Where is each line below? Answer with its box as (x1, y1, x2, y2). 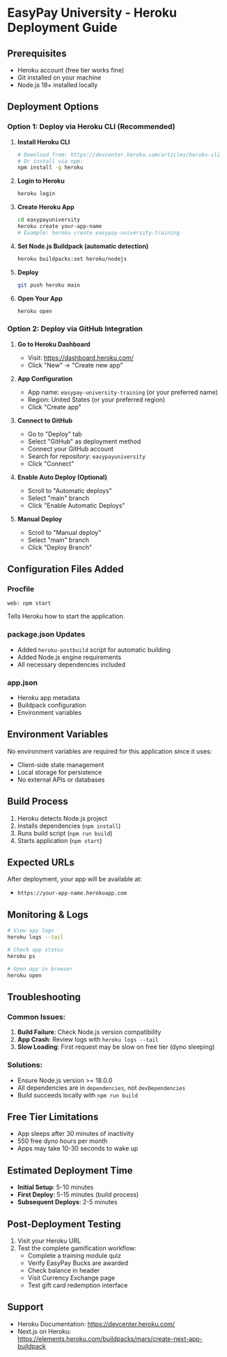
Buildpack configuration (17, 701, 86, 709)
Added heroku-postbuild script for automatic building (17, 645, 171, 653)
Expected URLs (7, 856, 75, 869)
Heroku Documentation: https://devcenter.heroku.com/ (17, 1319, 175, 1328)
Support (7, 1301, 44, 1313)
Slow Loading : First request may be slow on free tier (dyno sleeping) (17, 1043, 215, 1051)
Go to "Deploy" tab (27, 430, 82, 438)
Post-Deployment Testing (7, 1218, 121, 1230)
